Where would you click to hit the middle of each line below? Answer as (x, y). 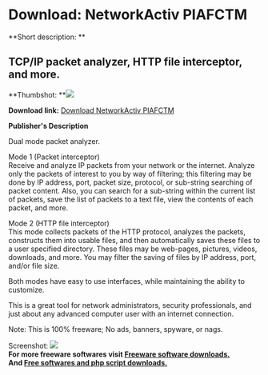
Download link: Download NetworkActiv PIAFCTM (91, 110)
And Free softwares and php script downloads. (88, 362)
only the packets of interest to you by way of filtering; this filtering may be (130, 174)
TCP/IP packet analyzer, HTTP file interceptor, (125, 62)
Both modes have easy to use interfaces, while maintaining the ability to (127, 281)
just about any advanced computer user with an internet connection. (121, 313)
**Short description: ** (47, 37)
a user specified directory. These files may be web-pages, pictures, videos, (133, 249)
